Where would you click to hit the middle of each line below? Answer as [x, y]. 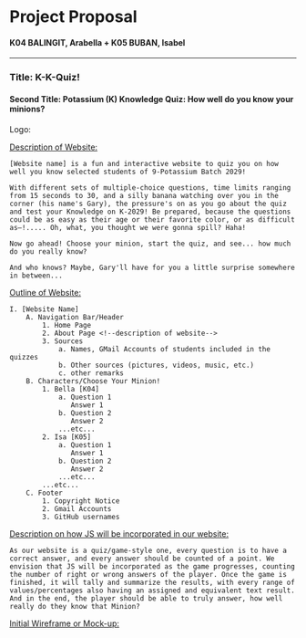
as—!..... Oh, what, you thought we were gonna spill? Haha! [128, 227]
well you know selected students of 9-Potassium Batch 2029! [128, 172]
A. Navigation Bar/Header [75, 317]
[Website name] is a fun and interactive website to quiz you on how [144, 163]
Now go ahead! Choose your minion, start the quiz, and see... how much [150, 244]
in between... [36, 276]
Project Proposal [74, 17]
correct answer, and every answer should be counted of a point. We [142, 559]
